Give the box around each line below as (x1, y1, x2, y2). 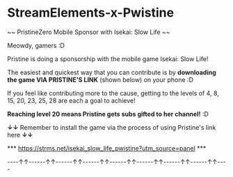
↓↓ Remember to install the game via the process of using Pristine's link (7, 123, 216, 131)
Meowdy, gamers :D (7, 41, 65, 49)
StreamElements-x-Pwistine (7, 5, 175, 21)
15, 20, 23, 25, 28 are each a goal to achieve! (7, 96, 136, 105)
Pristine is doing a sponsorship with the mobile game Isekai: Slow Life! (7, 54, 209, 63)
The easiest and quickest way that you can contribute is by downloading (7, 68, 217, 76)
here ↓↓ (7, 130, 33, 139)
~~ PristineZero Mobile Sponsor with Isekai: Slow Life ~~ (7, 28, 170, 36)
